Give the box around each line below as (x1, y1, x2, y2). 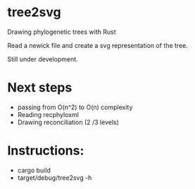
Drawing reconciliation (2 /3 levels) (17, 118, 120, 126)
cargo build (17, 166, 51, 174)
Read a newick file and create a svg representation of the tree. (7, 41, 188, 49)
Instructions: (7, 142, 84, 159)
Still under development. (7, 54, 79, 63)
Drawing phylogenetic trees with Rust (7, 28, 116, 36)
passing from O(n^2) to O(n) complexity (17, 103, 133, 111)
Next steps (7, 80, 73, 96)
